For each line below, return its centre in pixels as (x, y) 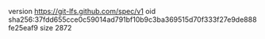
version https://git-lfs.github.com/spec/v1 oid (82, 11)
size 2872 (56, 28)
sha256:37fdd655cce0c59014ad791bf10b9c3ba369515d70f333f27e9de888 (132, 19)
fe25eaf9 (23, 28)
